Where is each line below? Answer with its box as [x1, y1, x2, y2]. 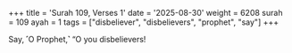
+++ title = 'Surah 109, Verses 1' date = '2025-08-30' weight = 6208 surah [8, 8, 283, 18]
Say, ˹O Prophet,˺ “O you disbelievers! [8, 34, 146, 44]
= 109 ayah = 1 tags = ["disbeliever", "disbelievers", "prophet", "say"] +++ [8, 17, 279, 27]
